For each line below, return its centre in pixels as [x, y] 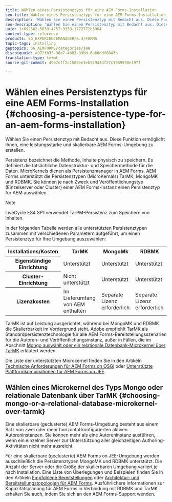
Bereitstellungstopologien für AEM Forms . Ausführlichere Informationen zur [85, 483]
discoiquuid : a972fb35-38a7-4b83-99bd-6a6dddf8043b [61, 53]
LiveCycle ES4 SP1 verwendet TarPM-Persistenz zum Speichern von [78, 213]
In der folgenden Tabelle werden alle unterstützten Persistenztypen [76, 228]
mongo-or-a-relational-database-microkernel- [82, 404]
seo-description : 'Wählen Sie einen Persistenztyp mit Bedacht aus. [80, 24]
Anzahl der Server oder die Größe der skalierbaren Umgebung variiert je [81, 467]
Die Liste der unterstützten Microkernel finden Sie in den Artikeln [73, 360]
